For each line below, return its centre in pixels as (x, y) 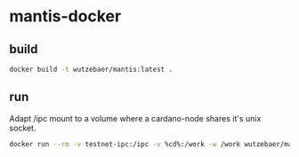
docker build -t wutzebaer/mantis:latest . (91, 69)
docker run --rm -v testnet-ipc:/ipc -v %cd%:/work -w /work (125, 144)
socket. (23, 128)
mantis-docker (65, 16)
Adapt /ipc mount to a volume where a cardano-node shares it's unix (135, 118)
